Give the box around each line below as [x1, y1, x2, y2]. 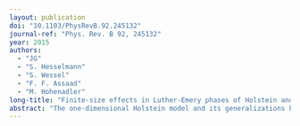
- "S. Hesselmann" [17, 63, 87, 72]
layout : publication [9, 12, 87, 22]
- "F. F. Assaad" [17, 79, 82, 88]
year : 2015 [9, 37, 50, 47]
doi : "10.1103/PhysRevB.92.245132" [9, 21, 142, 30]
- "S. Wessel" [17, 71, 70, 80]
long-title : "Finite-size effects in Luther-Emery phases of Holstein [9, 95, 278, 105]
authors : [9, 46, 42, 55]
